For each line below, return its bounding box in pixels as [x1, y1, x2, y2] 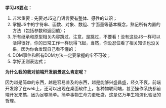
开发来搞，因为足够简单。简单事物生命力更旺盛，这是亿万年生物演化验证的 [9, 92, 161, 98]
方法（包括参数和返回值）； [12, 28, 67, 34]
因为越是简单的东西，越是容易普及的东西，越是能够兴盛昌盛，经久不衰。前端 [5, 79, 161, 85]
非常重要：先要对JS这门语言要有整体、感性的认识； [12, 15, 118, 21]
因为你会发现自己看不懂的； [21, 46, 78, 52]
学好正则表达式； [12, 59, 47, 64]
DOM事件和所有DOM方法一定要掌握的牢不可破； [12, 52, 111, 58]
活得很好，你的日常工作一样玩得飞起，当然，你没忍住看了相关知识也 [12, 40, 151, 46]
